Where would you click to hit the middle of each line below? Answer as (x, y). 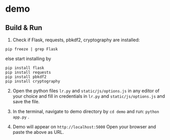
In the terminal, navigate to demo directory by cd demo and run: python (86, 111)
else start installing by (28, 59)
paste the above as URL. (38, 132)
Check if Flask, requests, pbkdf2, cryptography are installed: (76, 40)
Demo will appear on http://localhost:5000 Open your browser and (84, 127)
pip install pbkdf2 (26, 77)
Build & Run (24, 28)
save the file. (26, 102)
